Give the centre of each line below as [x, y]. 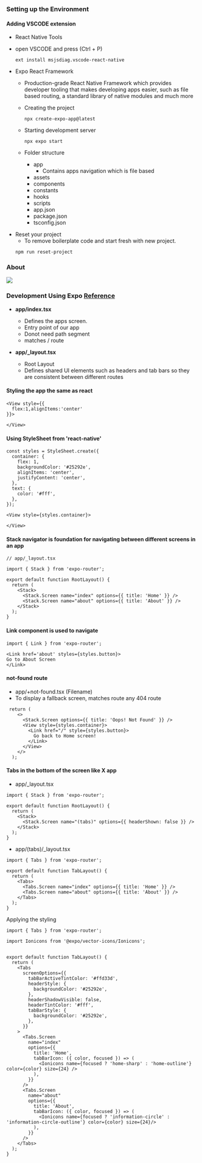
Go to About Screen [31, 659]
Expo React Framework [44, 71]
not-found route [27, 678]
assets [42, 178]
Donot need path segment [57, 334]
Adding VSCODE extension [41, 24]
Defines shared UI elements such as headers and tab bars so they [107, 370]
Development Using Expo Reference [61, 296]
